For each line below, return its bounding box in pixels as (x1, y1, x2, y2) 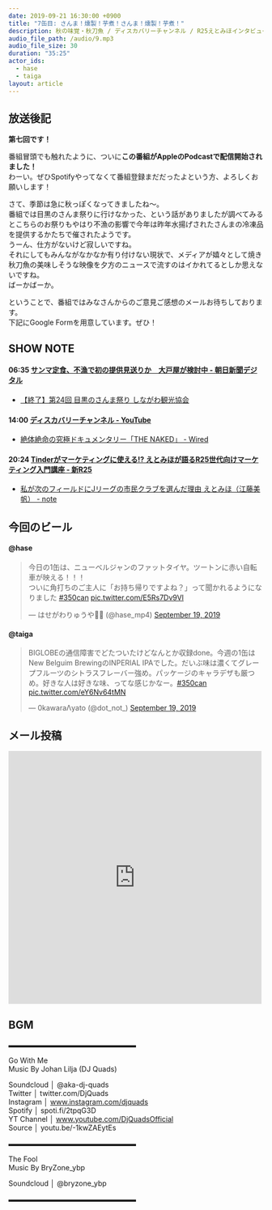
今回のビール (8, 520, 73, 534)
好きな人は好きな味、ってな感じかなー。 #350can (42, 678, 207, 688)
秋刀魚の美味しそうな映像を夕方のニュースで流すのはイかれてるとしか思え (8, 260, 257, 270)
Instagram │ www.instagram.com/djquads (8, 1097, 148, 1106)
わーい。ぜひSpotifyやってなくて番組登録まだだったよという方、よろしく (8, 172, 252, 182)
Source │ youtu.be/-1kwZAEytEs (8, 1123, 117, 1132)
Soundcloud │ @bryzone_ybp (8, 1178, 107, 1188)
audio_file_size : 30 (8, 42, 79, 50)
